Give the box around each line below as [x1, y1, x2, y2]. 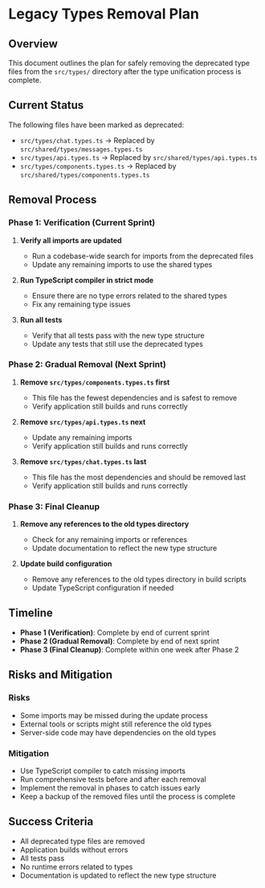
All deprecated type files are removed [19, 836, 145, 845]
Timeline [8, 606, 54, 620]
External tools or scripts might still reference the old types [19, 719, 212, 729]
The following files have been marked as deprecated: [8, 120, 185, 129]
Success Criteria [8, 815, 94, 828]
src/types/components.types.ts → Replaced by [19, 161, 177, 171]
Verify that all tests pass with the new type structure [31, 331, 205, 340]
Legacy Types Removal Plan [8, 5, 199, 23]
